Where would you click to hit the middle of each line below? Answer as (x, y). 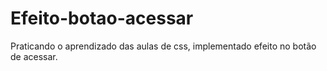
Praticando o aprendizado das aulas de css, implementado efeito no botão (163, 46)
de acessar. (34, 56)
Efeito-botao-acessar (102, 18)
